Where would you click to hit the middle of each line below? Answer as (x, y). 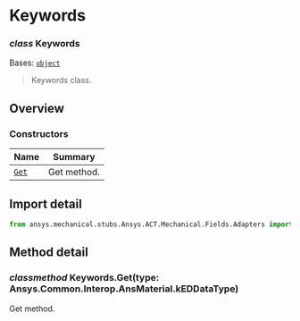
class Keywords (45, 44)
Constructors (39, 133)
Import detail (46, 203)
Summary (74, 157)
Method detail (49, 253)
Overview (37, 108)
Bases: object (35, 63)
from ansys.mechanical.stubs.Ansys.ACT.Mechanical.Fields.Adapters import (151, 224)
